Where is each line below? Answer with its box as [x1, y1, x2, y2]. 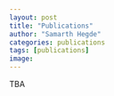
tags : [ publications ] [9, 46, 90, 55]
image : [9, 54, 34, 63]
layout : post [9, 12, 58, 22]
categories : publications [9, 37, 105, 47]
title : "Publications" [9, 21, 94, 30]
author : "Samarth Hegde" [9, 29, 102, 38]
